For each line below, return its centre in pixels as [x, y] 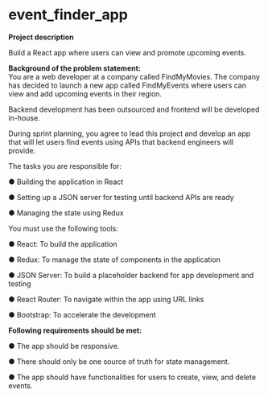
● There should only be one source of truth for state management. [119, 361]
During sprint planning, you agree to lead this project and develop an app [130, 133]
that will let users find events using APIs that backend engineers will [121, 141]
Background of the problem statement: [74, 68]
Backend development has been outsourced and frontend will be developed [134, 109]
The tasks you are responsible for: [65, 166]
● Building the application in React [66, 182]
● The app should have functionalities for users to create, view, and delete [132, 377]
